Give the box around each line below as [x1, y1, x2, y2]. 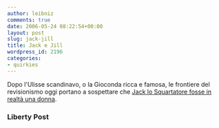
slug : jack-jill [7, 36, 54, 43]
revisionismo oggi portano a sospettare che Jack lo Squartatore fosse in [7, 87, 212, 96]
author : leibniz [7, 10, 54, 17]
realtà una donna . [7, 94, 57, 103]
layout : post [7, 29, 45, 36]
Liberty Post [7, 111, 50, 121]
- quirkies [7, 61, 39, 68]
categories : [7, 55, 41, 62]
